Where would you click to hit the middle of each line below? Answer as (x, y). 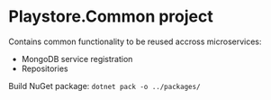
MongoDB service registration (77, 59)
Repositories (45, 68)
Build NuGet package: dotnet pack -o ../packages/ (104, 86)
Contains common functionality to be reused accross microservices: (135, 41)
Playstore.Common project (111, 17)
